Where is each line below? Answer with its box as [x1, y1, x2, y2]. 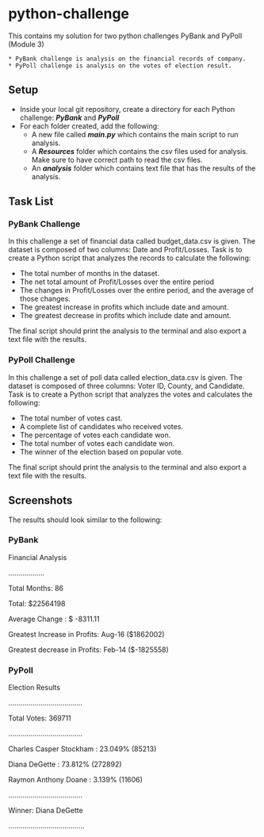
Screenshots [8, 493, 73, 508]
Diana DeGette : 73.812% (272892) [8, 759, 122, 770]
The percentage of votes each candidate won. [19, 430, 171, 440]
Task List [8, 195, 54, 209]
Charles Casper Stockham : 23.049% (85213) [8, 744, 157, 754]
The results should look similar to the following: [8, 515, 163, 524]
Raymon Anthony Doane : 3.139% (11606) [8, 775, 143, 785]
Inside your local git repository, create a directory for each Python [19, 104, 235, 113]
